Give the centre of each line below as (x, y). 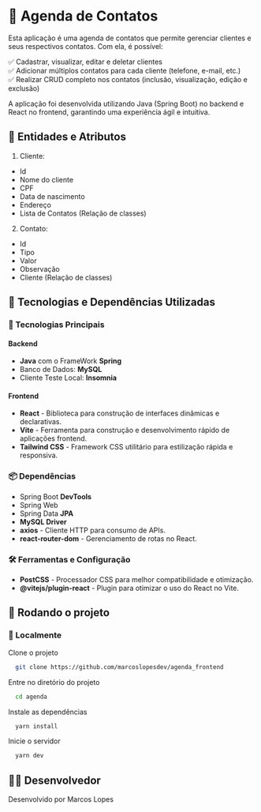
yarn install (37, 726)
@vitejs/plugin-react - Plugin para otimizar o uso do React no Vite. (129, 588)
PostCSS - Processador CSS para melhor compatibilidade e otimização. (136, 580)
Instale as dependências (48, 712)
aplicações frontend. (53, 438)
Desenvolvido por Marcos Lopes (61, 799)
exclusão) (24, 88)
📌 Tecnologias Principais (56, 325)
